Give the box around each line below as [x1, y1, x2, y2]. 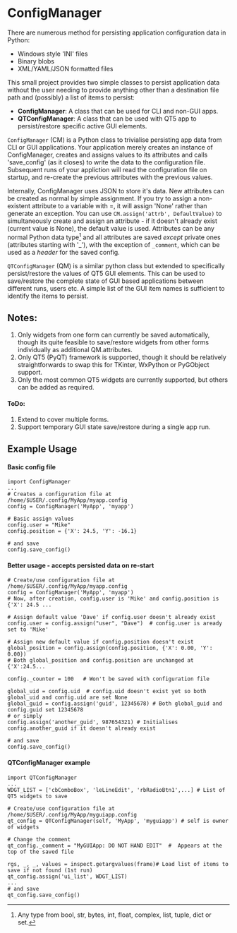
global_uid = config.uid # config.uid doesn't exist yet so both [7, 688, 207, 695]
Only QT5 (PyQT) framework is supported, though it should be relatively [17, 353, 227, 361]
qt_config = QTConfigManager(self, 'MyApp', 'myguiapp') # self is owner [7, 817, 229, 824]
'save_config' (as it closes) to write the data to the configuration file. [7, 157, 206, 167]
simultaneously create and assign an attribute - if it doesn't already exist [7, 217, 217, 225]
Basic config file [7, 462, 56, 471]
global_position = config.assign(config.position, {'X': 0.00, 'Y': [7, 644, 213, 652]
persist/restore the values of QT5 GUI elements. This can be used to [7, 269, 206, 277]
